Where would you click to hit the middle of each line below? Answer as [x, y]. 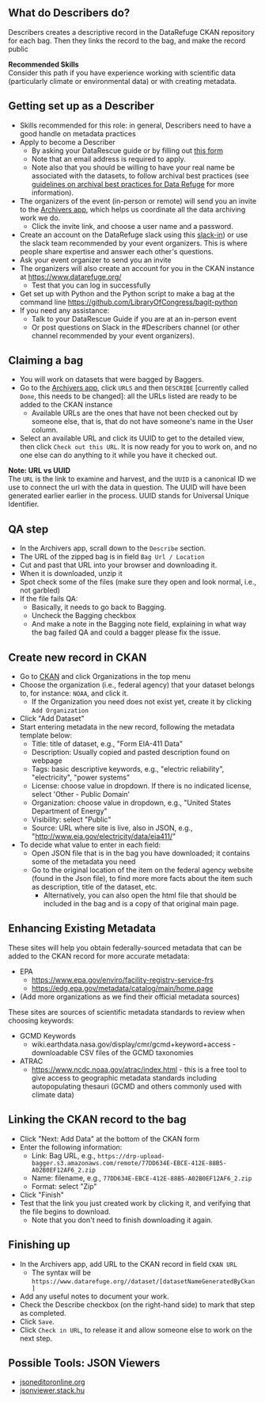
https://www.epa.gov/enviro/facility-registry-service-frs [122, 980]
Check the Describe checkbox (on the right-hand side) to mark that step [137, 1304]
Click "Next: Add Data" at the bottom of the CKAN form [110, 1138]
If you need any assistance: [64, 310]
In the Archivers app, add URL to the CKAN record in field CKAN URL [128, 1264]
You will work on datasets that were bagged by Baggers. [112, 379]
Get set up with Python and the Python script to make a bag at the [127, 293]
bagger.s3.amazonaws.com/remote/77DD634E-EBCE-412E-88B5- [129, 1163]
